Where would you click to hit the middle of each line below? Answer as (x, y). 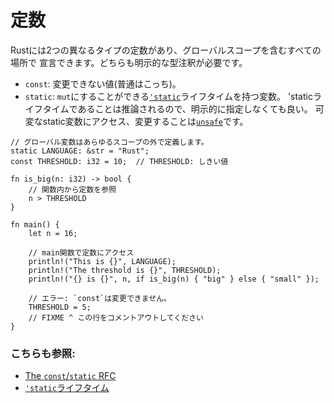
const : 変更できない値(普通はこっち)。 (103, 83)
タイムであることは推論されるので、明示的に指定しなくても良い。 (177, 108)
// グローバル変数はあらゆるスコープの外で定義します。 (109, 142)
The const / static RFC (70, 376)
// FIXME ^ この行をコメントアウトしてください (116, 317)
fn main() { (35, 224)
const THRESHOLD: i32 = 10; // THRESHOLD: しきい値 (119, 161)
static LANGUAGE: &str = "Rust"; (80, 151)
